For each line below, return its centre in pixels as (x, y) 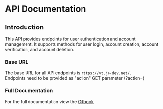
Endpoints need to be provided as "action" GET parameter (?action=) (75, 78)
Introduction (25, 27)
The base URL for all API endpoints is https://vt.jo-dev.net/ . (68, 73)
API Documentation (46, 9)
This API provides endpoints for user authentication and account (70, 39)
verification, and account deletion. (40, 49)
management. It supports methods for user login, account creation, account (82, 44)
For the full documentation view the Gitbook (50, 101)
